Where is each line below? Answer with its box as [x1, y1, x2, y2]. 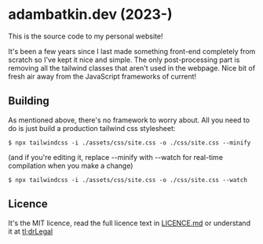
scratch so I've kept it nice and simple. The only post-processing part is [8, 55, 240, 64]
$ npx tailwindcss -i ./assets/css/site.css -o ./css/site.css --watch [8, 176, 247, 184]
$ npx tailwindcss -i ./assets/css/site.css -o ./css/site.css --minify [8, 139, 251, 147]
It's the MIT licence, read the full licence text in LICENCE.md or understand [8, 218, 251, 228]
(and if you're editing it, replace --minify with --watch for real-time [8, 152, 224, 162]
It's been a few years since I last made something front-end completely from [8, 46, 256, 56]
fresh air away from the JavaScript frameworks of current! [8, 71, 197, 81]
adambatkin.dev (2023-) [8, 5, 173, 24]
